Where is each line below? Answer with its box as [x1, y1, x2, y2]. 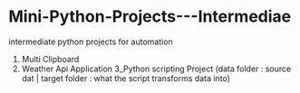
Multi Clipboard [21, 53, 80, 64]
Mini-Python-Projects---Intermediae [8, 6, 292, 27]
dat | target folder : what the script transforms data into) [21, 72, 230, 83]
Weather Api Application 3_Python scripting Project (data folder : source [21, 63, 292, 74]
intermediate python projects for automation [8, 36, 173, 47]
